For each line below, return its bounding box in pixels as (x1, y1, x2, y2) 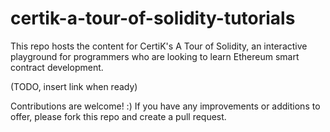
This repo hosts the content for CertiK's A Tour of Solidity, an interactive (10, 40, 308, 52)
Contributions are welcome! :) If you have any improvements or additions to (10, 100, 321, 112)
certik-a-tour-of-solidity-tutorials (10, 7, 296, 30)
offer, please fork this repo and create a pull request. (10, 110, 227, 122)
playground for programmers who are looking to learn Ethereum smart (10, 50, 300, 62)
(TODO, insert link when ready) (10, 80, 138, 92)
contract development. (10, 61, 104, 73)
